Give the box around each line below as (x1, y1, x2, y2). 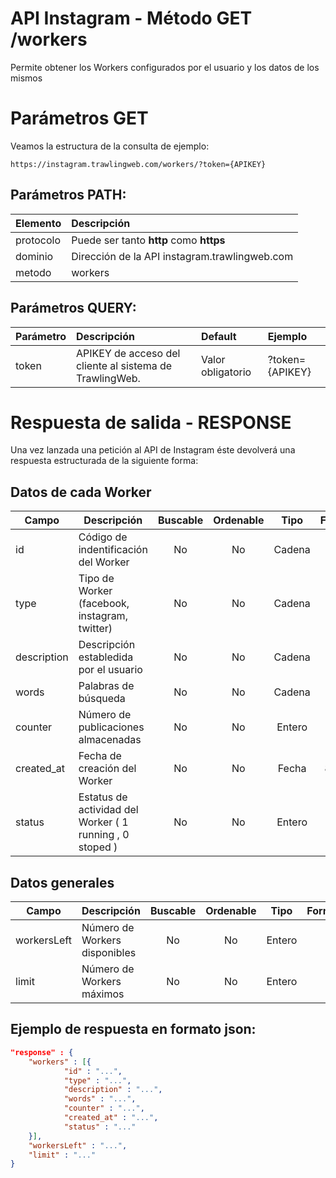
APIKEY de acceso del (75, 346, 181, 360)
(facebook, (78, 597, 130, 611)
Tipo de (78, 572, 115, 586)
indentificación (78, 543, 148, 557)
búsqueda (78, 692, 126, 706)
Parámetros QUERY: (10, 300, 137, 317)
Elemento (15, 216, 62, 230)
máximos (81, 987, 125, 1001)
